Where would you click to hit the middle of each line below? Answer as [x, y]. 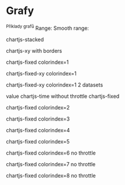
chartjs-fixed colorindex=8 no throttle [51, 175]
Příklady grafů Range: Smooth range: [47, 28]
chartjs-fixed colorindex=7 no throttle [51, 164]
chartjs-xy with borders [34, 50]
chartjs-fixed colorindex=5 [38, 141]
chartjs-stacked [25, 39]
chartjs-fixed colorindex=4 [38, 130]
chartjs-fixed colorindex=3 [38, 119]
